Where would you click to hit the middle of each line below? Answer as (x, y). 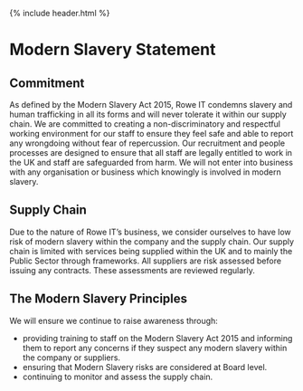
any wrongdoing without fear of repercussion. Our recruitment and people (147, 143)
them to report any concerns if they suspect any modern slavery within (155, 348)
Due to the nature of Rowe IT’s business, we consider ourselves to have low (150, 232)
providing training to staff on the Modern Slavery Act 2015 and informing (157, 338)
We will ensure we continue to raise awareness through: (114, 320)
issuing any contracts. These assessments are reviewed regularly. (133, 270)
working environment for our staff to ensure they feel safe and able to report (151, 134)
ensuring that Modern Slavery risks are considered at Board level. (145, 367)
